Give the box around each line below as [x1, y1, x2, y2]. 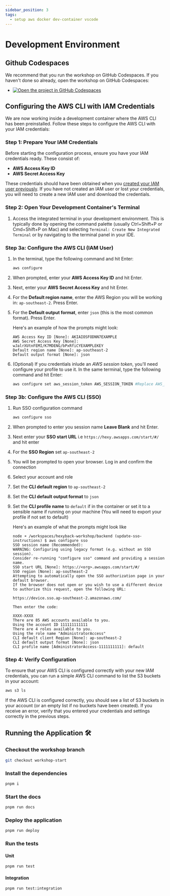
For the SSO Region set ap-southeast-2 [12, 449, 95, 455]
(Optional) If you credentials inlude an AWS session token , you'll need [12, 361, 158, 367]
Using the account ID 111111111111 [12, 622, 88, 627]
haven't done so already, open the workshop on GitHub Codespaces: [5, 77, 149, 83]
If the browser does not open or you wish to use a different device [12, 582, 163, 587]
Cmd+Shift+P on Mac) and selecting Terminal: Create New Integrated [12, 226, 160, 232]
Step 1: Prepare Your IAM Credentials [5, 139, 98, 146]
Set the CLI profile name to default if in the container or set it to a [12, 503, 150, 509]
